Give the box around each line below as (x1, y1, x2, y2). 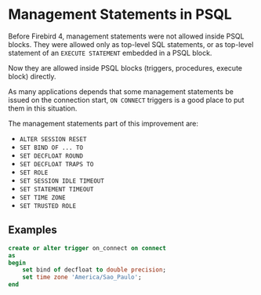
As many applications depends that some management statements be (8, 86, 234, 96)
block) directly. (8, 71, 56, 81)
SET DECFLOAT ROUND (19, 151, 84, 160)
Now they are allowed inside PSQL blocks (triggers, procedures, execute (8, 63, 243, 72)
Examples (8, 224, 57, 237)
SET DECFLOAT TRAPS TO (19, 160, 94, 168)
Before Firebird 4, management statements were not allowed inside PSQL (8, 31, 245, 41)
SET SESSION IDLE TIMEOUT (19, 177, 104, 185)
